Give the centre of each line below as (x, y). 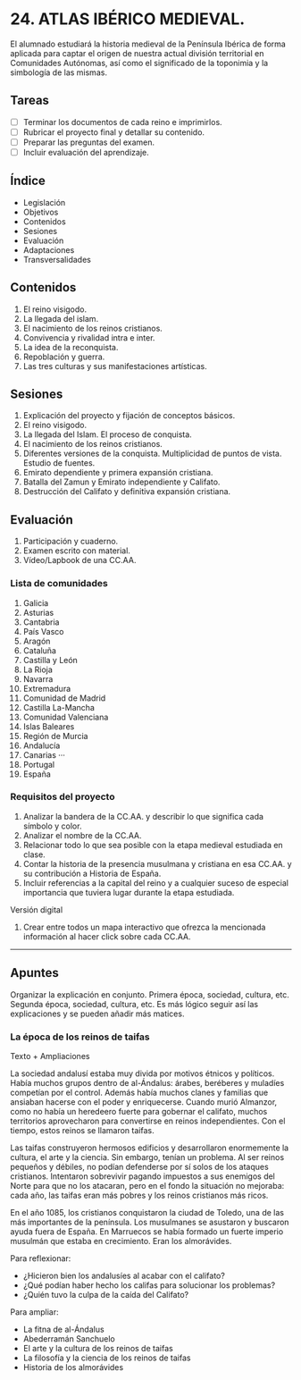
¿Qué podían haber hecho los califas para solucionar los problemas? (149, 1285)
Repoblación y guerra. (64, 357)
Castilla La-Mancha (59, 707)
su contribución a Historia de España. (92, 873)
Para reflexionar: (41, 1258)
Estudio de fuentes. (59, 463)
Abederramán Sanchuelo (69, 1338)
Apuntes (34, 973)
